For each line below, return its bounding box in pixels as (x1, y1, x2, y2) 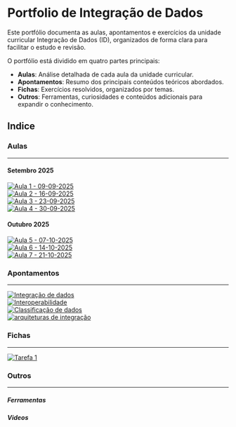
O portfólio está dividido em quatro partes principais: (7, 56, 160, 65)
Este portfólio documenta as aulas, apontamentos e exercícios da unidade (7, 28, 221, 36)
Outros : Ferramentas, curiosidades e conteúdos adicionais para (17, 93, 203, 101)
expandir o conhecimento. (17, 100, 93, 108)
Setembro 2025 (7, 166, 54, 175)
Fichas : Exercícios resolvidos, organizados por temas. (17, 85, 174, 93)
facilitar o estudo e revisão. (7, 43, 86, 51)
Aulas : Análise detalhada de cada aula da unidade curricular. (17, 70, 195, 79)
